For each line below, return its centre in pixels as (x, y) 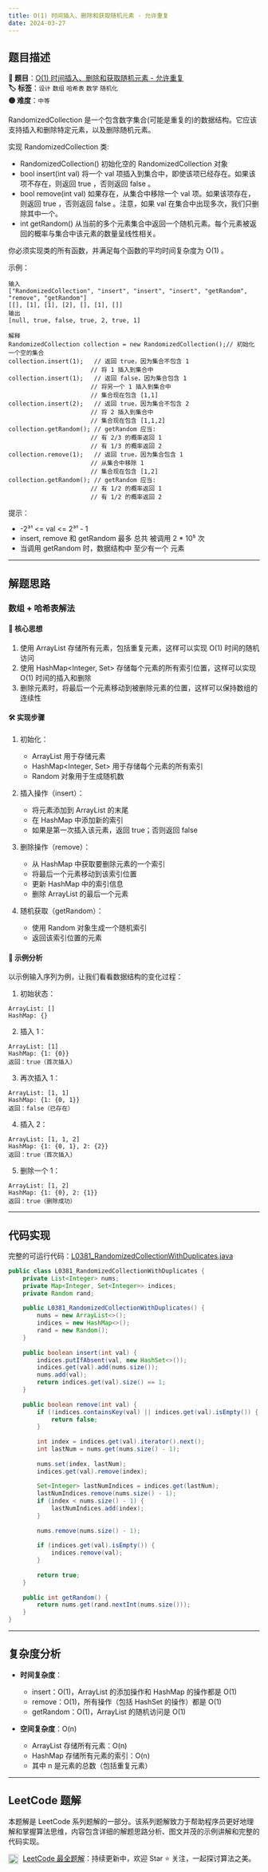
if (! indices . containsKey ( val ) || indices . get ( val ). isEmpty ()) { (148, 1412)
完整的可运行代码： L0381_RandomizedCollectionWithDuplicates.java (121, 1256)
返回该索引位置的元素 (67, 938)
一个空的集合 (26, 353)
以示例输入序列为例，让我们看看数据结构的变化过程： (96, 977)
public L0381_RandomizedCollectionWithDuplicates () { (114, 1308)
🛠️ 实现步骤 (27, 717)
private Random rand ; (58, 1293)
